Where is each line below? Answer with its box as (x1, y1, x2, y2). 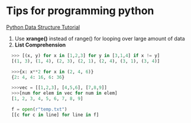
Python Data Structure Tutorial (6, 24, 80, 31)
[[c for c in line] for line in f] (11, 112, 99, 118)
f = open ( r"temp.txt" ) (11, 107, 67, 112)
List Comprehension (14, 41, 66, 48)
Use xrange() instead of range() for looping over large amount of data (14, 35, 185, 42)
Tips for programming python (6, 4, 154, 18)
